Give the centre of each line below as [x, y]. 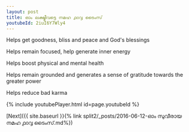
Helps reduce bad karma [37, 93]
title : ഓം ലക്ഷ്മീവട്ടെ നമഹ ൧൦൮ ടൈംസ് [54, 17]
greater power [24, 81]
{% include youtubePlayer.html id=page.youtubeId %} [73, 104]
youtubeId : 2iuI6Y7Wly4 [36, 23]
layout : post [22, 12]
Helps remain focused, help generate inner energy [68, 52]
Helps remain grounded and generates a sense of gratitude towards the [95, 75]
